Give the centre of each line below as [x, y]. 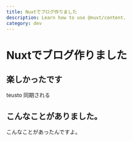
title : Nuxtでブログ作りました [42, 12]
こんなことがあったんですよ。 [43, 132]
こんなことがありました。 [54, 116]
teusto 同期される [28, 95]
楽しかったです [34, 79]
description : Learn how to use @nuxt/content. [66, 18]
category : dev [24, 23]
